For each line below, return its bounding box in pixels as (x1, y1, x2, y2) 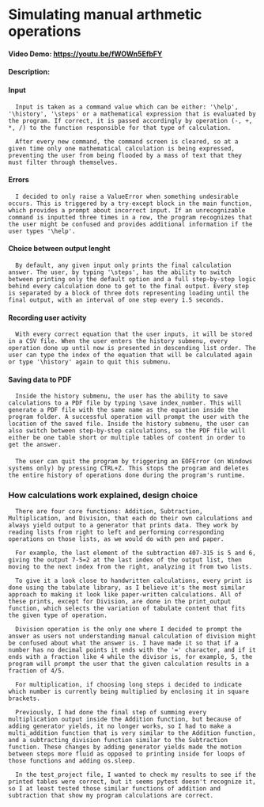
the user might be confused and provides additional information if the (8, 220, 253, 228)
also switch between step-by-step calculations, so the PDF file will (8, 427, 246, 435)
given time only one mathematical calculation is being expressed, (8, 144, 236, 152)
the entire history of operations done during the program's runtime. (8, 471, 246, 479)
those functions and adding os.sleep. (8, 757, 136, 765)
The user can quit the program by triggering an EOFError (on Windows (15, 457, 253, 465)
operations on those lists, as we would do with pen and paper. (8, 535, 224, 543)
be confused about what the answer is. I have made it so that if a (8, 639, 239, 647)
